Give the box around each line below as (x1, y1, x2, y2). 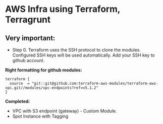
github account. (12, 58, 45, 63)
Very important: (5, 34, 55, 42)
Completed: (5, 98, 30, 104)
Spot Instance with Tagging (12, 113, 68, 119)
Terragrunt (5, 14, 51, 25)
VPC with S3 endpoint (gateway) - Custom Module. (12, 108, 117, 114)
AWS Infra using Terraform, (5, 3, 120, 15)
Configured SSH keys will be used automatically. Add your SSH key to (12, 52, 155, 58)
